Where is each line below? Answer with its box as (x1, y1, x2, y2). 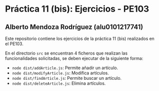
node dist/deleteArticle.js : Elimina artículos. (12, 80, 106, 86)
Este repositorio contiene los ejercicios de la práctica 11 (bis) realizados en (5, 36, 155, 41)
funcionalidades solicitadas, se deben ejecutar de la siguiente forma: (5, 55, 143, 61)
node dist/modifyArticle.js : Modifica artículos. (12, 70, 109, 76)
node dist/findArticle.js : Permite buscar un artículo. (12, 75, 122, 81)
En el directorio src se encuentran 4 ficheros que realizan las (5, 50, 128, 56)
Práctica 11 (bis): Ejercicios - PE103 (5, 3, 150, 15)
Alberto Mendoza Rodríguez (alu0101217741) (5, 23, 143, 31)
